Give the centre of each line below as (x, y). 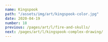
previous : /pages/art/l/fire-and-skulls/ (48, 28)
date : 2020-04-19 (23, 18)
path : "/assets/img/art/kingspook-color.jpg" (52, 14)
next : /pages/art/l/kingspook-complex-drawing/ (54, 32)
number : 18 (16, 23)
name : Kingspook (21, 9)
